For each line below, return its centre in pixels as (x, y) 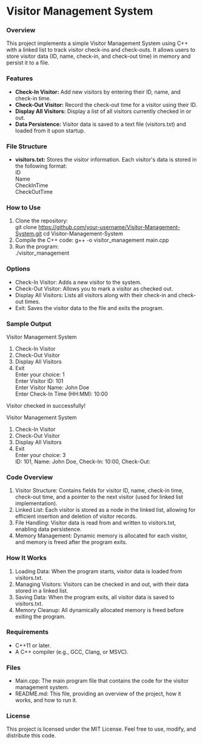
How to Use (24, 208)
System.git (28, 234)
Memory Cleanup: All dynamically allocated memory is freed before (99, 610)
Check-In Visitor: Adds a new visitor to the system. (78, 282)
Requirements (28, 632)
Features (20, 78)
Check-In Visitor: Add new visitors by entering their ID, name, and (98, 92)
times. (32, 301)
